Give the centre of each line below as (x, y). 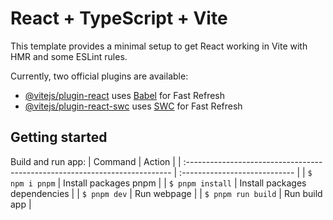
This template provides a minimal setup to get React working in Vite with (159, 46)
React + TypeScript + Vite (119, 18)
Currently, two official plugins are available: (99, 76)
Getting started (59, 137)
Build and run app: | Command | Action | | (96, 161)
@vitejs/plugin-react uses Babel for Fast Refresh (125, 95)
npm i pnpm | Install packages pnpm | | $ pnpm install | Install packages (158, 183)
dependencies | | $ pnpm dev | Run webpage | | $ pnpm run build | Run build (166, 193)
